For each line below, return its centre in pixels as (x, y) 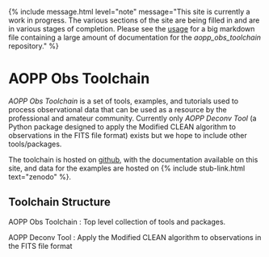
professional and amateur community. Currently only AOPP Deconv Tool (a (132, 118)
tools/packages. (35, 144)
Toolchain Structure (59, 202)
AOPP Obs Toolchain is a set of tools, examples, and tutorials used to (124, 101)
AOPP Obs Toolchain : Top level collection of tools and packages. (117, 221)
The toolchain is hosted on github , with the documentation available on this (133, 159)
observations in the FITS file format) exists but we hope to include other (128, 135)
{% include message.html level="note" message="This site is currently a (129, 12)
